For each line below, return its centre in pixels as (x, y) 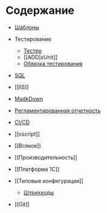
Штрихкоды (38, 192)
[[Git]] (22, 204)
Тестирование (33, 39)
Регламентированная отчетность (57, 110)
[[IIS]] (21, 87)
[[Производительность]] (46, 157)
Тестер (32, 51)
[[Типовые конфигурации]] (49, 181)
